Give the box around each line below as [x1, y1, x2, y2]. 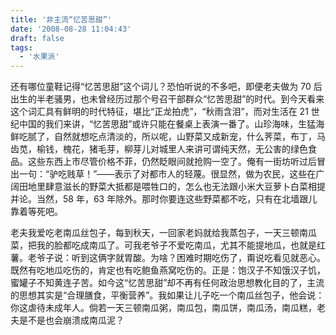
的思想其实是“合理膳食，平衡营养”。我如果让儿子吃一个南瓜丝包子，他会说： [10, 289, 325, 301]
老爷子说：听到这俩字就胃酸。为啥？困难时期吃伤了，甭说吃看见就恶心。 [27, 252, 326, 264]
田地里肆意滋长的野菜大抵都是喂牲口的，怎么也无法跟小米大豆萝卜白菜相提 [18, 181, 326, 193]
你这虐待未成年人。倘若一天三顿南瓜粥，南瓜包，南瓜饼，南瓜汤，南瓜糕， [10, 302, 317, 314]
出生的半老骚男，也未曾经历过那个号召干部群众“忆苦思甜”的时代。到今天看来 [10, 93, 325, 105]
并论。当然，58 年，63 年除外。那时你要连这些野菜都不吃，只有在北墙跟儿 [10, 193, 318, 205]
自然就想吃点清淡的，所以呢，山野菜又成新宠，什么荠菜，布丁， [53, 131, 317, 143]
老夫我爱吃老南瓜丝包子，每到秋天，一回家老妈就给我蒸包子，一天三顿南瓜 [10, 227, 317, 239]
